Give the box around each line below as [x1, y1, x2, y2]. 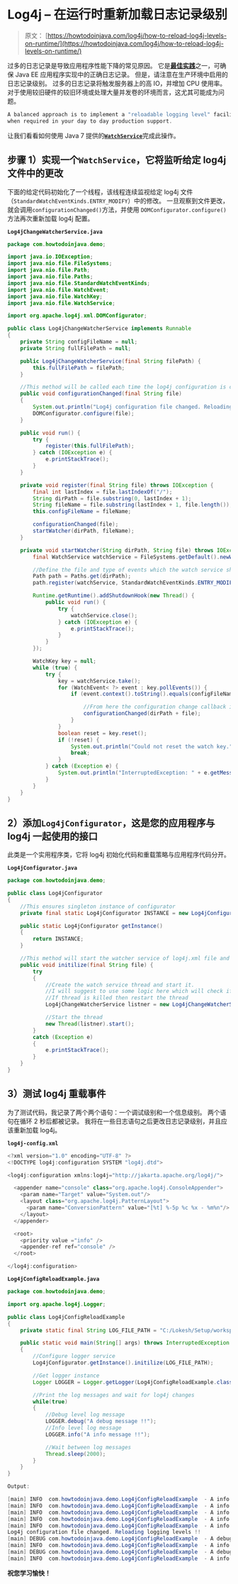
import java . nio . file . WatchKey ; [7, 293, 103, 300]
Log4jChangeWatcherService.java [7, 228, 103, 235]
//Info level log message [45, 1425, 122, 1432]
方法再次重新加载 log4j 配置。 [7, 214, 94, 223]
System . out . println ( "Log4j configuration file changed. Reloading [33, 403, 233, 410]
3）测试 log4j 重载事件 [7, 1088, 106, 1100]
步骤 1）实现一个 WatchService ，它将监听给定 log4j [7, 154, 227, 167]
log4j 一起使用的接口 [7, 830, 98, 842]
